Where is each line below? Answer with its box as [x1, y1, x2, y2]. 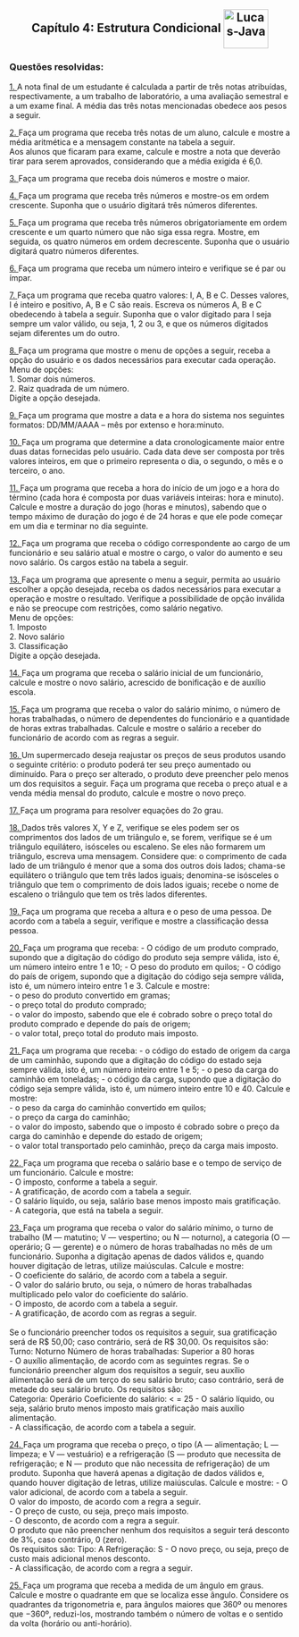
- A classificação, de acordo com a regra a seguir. [9, 1562, 194, 1574]
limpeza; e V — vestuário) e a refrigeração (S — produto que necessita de [9, 1448, 281, 1459]
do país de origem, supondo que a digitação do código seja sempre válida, [9, 971, 284, 982]
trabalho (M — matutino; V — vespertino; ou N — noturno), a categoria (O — [9, 1231, 290, 1243]
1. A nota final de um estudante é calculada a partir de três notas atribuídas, [9, 81, 287, 92]
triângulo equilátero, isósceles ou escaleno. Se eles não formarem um [9, 841, 266, 852]
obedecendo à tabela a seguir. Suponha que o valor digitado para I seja [9, 308, 272, 319]
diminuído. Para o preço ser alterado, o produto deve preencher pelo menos [9, 768, 289, 779]
